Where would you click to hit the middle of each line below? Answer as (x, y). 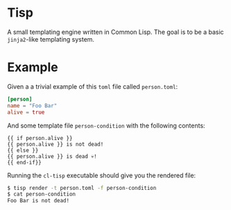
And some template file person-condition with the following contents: (106, 125)
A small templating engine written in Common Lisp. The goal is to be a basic (115, 32)
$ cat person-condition (42, 194)
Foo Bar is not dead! (38, 201)
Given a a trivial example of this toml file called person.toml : (93, 86)
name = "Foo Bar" (32, 105)
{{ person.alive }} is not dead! (55, 144)
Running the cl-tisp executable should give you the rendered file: (102, 175)
